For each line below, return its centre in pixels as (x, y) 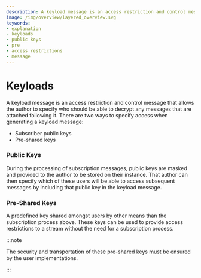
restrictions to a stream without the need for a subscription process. (90, 229)
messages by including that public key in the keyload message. (84, 187)
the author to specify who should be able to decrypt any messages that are (99, 109)
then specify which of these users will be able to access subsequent (91, 181)
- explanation (24, 28)
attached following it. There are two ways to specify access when (87, 115)
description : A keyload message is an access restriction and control (96, 12)
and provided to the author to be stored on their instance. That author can (97, 174)
